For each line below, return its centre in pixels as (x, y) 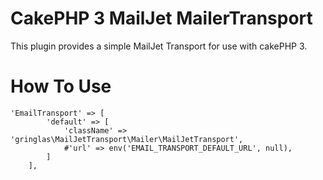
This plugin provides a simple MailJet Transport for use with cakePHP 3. (159, 46)
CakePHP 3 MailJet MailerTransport (161, 18)
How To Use (61, 86)
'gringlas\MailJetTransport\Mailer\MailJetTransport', (127, 139)
